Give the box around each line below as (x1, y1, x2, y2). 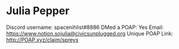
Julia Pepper (6, 4, 70, 18)
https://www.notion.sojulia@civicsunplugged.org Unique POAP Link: (6, 30, 174, 37)
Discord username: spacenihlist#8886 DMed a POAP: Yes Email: (6, 24, 164, 31)
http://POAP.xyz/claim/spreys (6, 36, 78, 43)
